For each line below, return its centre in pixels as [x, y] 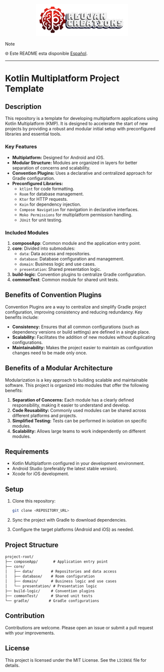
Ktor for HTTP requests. [44, 199]
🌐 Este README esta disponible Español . [46, 53]
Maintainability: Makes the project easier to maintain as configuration [82, 347]
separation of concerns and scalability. [51, 168]
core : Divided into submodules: [44, 248]
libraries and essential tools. [33, 134]
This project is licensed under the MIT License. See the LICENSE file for [76, 660]
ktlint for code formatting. [47, 189]
